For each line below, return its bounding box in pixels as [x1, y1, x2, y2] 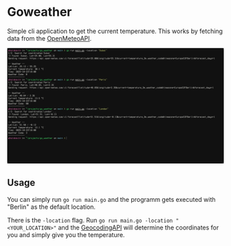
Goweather [7, 4, 72, 20]
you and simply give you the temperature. [7, 230, 125, 238]
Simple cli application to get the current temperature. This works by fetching [7, 27, 223, 35]
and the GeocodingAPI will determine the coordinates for [58, 223, 219, 232]
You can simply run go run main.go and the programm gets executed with [7, 195, 216, 203]
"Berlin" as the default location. [7, 203, 96, 211]
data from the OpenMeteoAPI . [7, 34, 92, 42]
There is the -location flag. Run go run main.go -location [7, 216, 173, 224]
